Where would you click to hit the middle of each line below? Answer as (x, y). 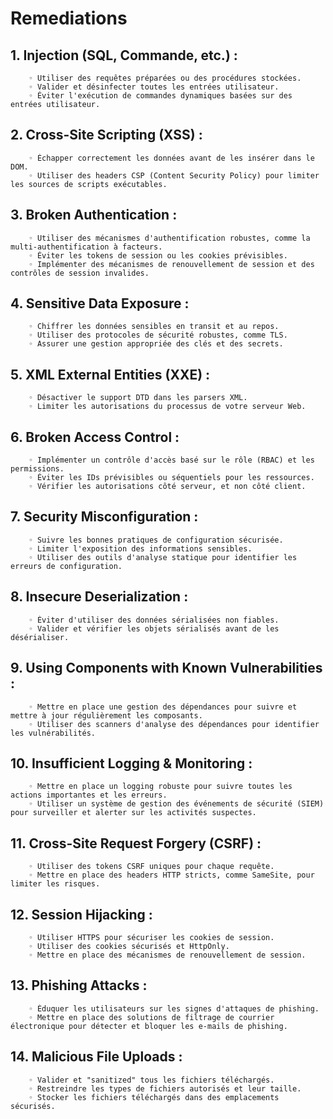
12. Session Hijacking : (81, 914)
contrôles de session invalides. (80, 273)
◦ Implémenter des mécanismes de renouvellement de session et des (171, 264)
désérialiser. (40, 637)
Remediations (69, 18)
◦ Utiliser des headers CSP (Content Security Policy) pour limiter (174, 175)
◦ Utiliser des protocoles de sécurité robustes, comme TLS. (158, 335)
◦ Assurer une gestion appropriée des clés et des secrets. (156, 344)
